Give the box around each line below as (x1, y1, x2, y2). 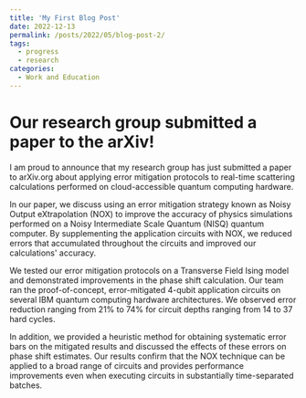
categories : (9, 65, 55, 74)
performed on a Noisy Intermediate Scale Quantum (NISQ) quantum (9, 218, 265, 229)
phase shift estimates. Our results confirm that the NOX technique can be (9, 351, 286, 361)
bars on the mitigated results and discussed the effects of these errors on (9, 340, 287, 351)
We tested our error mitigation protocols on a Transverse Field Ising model (9, 265, 290, 276)
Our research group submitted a (9, 111, 258, 132)
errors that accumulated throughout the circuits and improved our (9, 237, 257, 248)
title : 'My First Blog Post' (9, 13, 121, 23)
